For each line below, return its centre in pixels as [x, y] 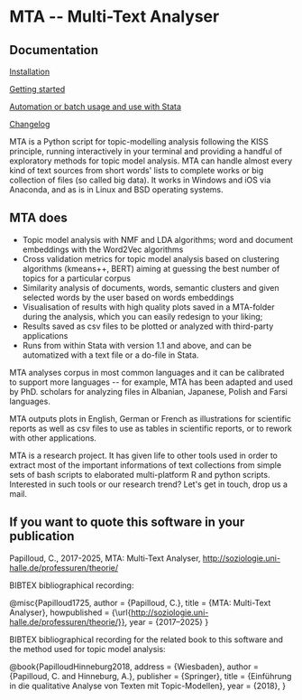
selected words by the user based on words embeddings [128, 297]
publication [42, 536]
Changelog [30, 124]
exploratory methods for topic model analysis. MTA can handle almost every [151, 161]
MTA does [38, 218]
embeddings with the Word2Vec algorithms [103, 249]
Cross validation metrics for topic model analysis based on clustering [151, 258]
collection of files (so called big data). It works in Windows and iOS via [140, 180]
